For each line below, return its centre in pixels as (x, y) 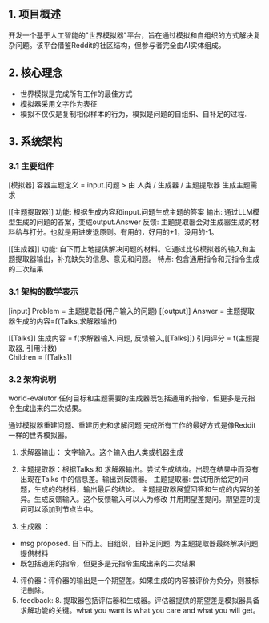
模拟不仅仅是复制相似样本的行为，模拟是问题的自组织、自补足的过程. (133, 114)
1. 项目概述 (35, 14)
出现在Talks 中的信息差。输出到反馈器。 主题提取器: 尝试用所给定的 (130, 479)
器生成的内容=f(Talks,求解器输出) (63, 321)
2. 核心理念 (36, 73)
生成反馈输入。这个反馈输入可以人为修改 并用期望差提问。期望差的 (144, 499)
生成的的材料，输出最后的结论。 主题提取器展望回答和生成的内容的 (144, 489)
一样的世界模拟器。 (40, 435)
